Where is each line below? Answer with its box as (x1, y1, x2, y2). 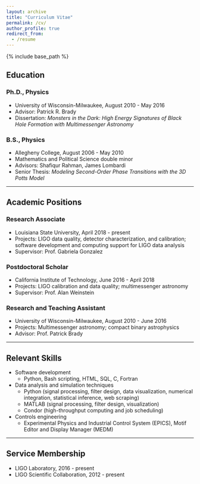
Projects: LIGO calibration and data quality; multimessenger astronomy (14, 282, 189, 289)
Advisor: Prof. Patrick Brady (14, 330, 83, 337)
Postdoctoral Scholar (6, 263, 68, 271)
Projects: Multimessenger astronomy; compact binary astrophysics (14, 323, 180, 331)
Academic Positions (6, 198, 82, 208)
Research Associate (6, 215, 65, 224)
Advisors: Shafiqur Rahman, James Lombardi (14, 162, 126, 169)
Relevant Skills (6, 353, 62, 363)
